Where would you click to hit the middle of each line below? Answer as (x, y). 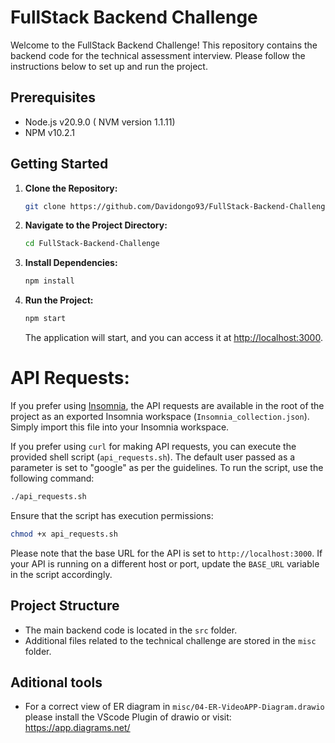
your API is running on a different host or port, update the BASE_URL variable (165, 563)
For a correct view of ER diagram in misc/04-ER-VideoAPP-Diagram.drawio (174, 707)
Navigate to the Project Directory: (96, 225)
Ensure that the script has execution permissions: (112, 515)
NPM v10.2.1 (49, 132)
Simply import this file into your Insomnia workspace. (120, 427)
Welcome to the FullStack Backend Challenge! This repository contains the (164, 45)
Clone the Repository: (71, 188)
